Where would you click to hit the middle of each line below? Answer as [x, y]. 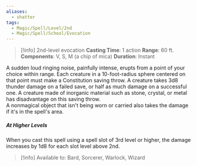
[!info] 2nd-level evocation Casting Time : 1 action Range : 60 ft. [97, 50]
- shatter [23, 17]
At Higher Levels [27, 125]
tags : [13, 22]
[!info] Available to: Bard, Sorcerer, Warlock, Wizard [83, 158]
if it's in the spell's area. [35, 112]
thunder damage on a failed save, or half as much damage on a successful [96, 87]
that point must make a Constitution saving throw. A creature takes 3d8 [92, 81]
